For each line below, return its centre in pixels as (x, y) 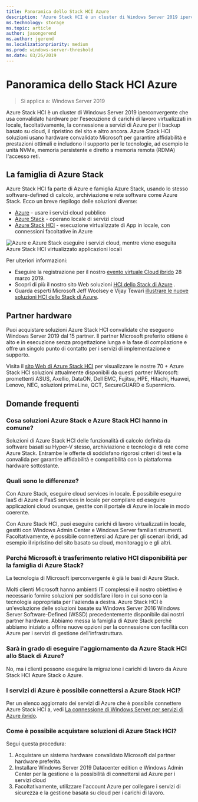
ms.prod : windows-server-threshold (50, 50)
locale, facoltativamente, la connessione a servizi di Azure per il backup (93, 125)
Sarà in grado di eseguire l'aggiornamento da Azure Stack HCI (97, 649)
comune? (20, 428)
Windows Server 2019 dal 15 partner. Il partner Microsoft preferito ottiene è (97, 336)
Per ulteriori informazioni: (37, 260)
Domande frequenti (43, 403)
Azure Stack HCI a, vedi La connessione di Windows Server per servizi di (95, 709)
